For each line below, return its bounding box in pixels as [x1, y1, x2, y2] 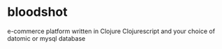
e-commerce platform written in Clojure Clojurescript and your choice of [7, 27, 215, 35]
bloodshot [7, 4, 68, 20]
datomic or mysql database [7, 34, 86, 42]
